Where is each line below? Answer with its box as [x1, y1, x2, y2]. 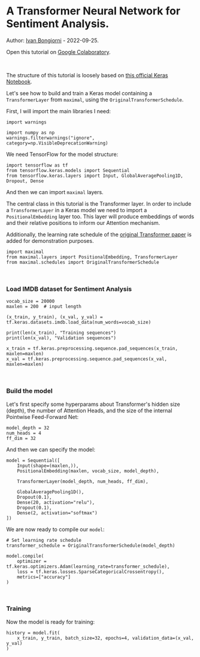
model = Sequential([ [6, 457, 60, 463]
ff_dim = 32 [6, 435, 36, 441]
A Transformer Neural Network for [6, 4, 181, 18]
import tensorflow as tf [6, 162, 68, 168]
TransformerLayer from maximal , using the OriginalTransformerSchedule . [6, 96, 184, 103]
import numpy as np [6, 129, 55, 135]
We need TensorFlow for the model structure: [6, 150, 119, 158]
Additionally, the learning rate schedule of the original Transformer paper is [6, 231, 192, 238]
